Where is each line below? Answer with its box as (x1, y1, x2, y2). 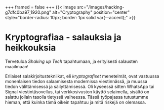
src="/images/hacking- (77, 4, 124, 10)
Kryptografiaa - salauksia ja (5, 32, 122, 43)
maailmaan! (5, 63, 29, 69)
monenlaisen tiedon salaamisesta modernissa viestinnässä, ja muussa (5, 78, 148, 84)
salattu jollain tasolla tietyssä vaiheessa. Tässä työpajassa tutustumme (5, 94, 149, 100)
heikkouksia (5, 42, 56, 54)
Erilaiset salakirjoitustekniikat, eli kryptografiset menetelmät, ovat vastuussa (5, 73, 160, 79)
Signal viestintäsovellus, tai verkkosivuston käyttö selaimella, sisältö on (5, 88, 150, 95)
